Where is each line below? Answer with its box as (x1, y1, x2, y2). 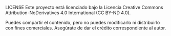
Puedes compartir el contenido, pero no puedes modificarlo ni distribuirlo (5, 20, 160, 25)
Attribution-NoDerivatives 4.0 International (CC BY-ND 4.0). (5, 10, 131, 16)
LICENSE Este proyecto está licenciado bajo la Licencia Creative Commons (5, 5, 163, 10)
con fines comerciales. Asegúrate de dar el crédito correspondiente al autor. (5, 25, 166, 31)
